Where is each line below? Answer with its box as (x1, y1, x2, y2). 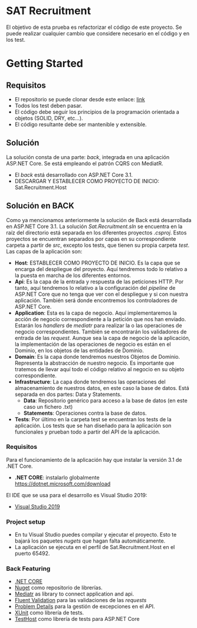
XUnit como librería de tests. (14, 609, 84, 616)
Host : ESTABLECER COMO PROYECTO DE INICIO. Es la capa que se (14, 259, 181, 266)
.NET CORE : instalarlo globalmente (14, 474, 100, 481)
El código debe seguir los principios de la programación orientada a (14, 108, 180, 115)
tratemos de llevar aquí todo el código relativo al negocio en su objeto (14, 365, 185, 372)
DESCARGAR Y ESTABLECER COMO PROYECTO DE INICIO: (14, 177, 160, 184)
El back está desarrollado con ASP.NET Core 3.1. (14, 171, 133, 178)
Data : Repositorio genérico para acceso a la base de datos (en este (23, 396, 188, 404)
